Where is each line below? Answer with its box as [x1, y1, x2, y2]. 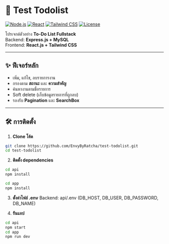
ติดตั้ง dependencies [12, 157, 54, 163]
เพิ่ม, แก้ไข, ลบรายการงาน [12, 74, 55, 80]
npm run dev [5, 234, 30, 239]
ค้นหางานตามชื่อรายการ [12, 86, 51, 92]
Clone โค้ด [12, 133, 34, 139]
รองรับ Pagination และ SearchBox [12, 97, 79, 103]
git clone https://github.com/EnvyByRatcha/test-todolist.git [5, 143, 138, 148]
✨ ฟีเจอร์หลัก [5, 61, 39, 70]
